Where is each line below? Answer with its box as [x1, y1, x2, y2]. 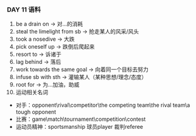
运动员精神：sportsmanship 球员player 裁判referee [15, 123, 144, 131]
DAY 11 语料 [7, 5, 41, 13]
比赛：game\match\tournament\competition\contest [15, 115, 146, 123]
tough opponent [15, 108, 57, 116]
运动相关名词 [15, 89, 48, 96]
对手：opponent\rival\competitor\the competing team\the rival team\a [15, 101, 191, 109]
